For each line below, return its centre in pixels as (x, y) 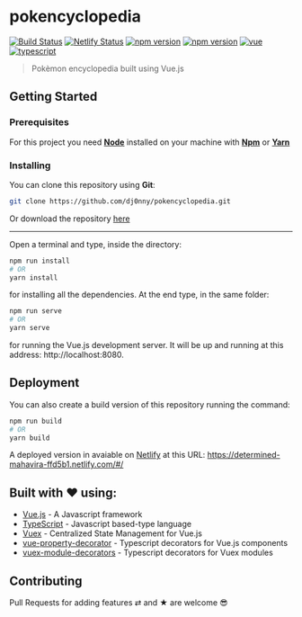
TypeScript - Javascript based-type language (107, 524)
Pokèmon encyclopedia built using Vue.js (107, 68)
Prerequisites (39, 122)
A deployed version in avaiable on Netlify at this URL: (107, 455)
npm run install (40, 261)
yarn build (30, 438)
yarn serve (30, 328)
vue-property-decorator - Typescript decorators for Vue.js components (155, 543)
